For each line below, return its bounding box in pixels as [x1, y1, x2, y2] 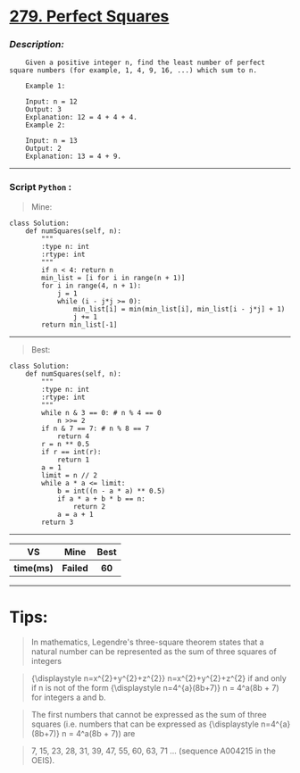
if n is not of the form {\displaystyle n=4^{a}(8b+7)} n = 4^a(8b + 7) [30, 682, 279, 693]
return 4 [56, 431, 90, 441]
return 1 [56, 455, 90, 464]
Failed [62, 561, 89, 574]
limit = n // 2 [41, 470, 98, 479]
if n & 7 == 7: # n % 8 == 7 [41, 424, 150, 433]
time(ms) [13, 561, 54, 574]
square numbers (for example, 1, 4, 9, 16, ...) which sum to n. [9, 66, 257, 75]
